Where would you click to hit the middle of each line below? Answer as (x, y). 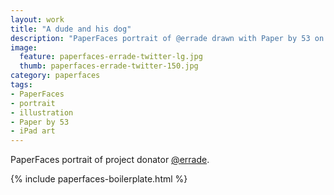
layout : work (37, 19)
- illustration (42, 112)
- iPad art (33, 131)
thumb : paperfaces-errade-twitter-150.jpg (109, 66)
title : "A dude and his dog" (71, 29)
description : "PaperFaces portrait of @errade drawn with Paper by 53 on (167, 38)
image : (24, 47)
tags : (21, 85)
